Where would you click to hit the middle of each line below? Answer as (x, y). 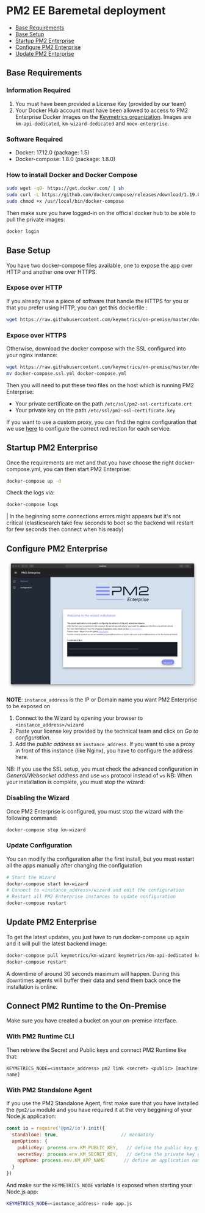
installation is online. (32, 986)
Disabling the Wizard (38, 798)
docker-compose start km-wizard (47, 884)
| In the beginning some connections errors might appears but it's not (94, 516)
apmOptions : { (30, 1141)
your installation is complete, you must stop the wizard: (76, 782)
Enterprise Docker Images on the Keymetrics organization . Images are (103, 116)
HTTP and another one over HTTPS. (52, 272)
